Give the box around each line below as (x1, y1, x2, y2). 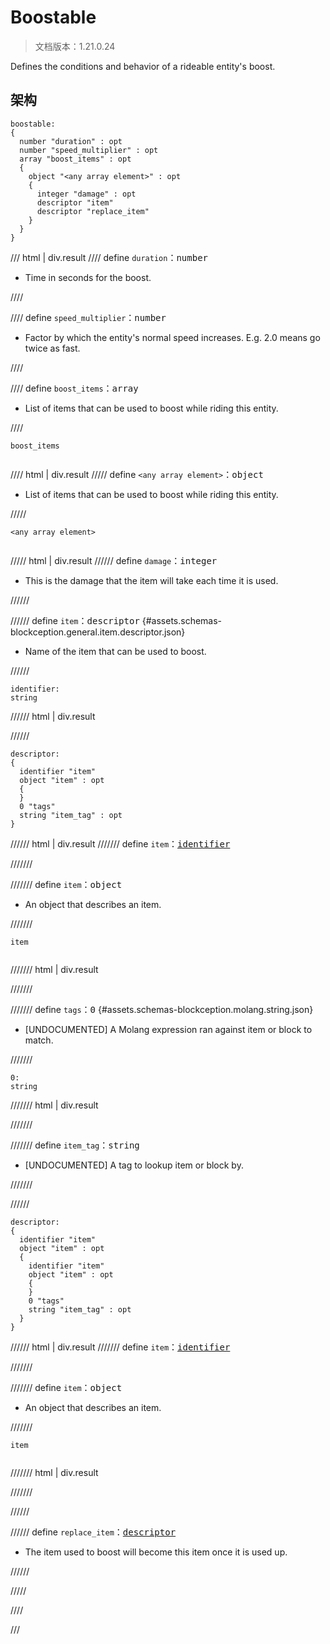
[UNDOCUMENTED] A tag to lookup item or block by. (24, 1159, 244, 1171)
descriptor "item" (36, 197, 114, 208)
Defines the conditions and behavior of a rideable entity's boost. (10, 60, 276, 72)
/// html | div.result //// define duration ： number (10, 251, 208, 263)
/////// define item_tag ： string (10, 1139, 140, 1151)
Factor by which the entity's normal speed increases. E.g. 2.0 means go (24, 331, 321, 343)
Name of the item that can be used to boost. (24, 645, 207, 657)
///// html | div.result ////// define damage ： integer (10, 554, 218, 566)
